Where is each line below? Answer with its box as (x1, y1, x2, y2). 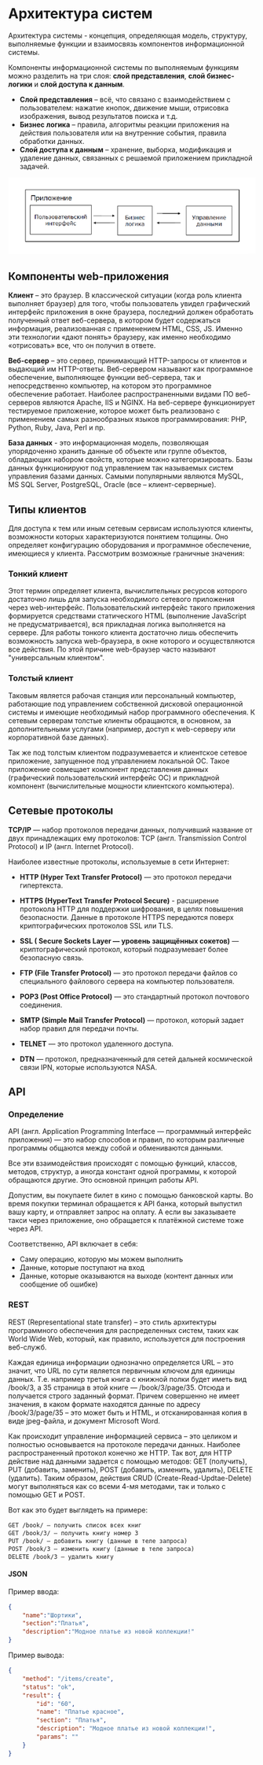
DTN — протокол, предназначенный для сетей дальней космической (19, 1054, 253, 1063)
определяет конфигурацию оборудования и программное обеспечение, (8, 541, 252, 550)
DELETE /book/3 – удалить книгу (8, 1553, 114, 1560)
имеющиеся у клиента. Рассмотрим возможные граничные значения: (8, 548, 245, 559)
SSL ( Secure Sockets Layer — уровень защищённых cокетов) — (19, 936, 239, 945)
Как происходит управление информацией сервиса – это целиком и (8, 1431, 238, 1441)
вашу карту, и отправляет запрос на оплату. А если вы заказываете (8, 1207, 236, 1217)
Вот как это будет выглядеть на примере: (8, 1505, 148, 1515)
